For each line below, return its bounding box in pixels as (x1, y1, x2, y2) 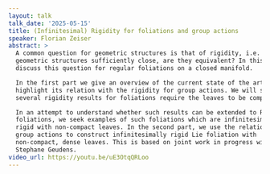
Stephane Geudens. (15, 146, 78, 154)
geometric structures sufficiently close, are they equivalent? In (15, 57, 247, 65)
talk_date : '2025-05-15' (8, 19, 92, 27)
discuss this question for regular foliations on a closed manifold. (15, 64, 253, 72)
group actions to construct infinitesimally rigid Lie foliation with (15, 130, 257, 139)
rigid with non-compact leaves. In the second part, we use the (15, 123, 235, 131)
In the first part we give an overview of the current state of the (15, 78, 250, 87)
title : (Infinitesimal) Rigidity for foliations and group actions (8, 27, 239, 35)
